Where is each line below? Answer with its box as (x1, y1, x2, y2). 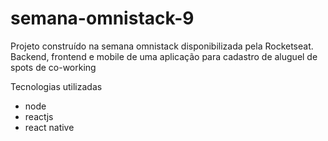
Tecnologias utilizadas (10, 80, 103, 92)
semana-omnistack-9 (10, 7, 195, 30)
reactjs (24, 110, 54, 122)
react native (24, 121, 75, 133)
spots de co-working (10, 61, 97, 73)
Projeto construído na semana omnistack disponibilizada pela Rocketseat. (10, 40, 314, 52)
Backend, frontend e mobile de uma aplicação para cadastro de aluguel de (10, 50, 318, 62)
